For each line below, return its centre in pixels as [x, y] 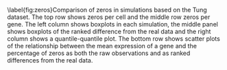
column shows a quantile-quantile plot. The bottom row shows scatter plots [114, 39]
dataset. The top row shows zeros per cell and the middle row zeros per [109, 17]
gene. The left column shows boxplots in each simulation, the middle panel [112, 24]
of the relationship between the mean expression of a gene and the [102, 46]
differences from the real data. [50, 60]
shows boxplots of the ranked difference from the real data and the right [109, 31]
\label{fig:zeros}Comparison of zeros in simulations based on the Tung [107, 10]
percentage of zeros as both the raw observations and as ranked [99, 53]
